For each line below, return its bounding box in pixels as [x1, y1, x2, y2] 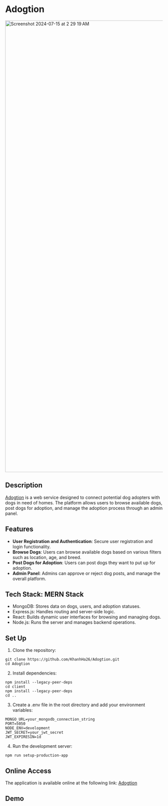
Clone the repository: [12, 647, 56, 653]
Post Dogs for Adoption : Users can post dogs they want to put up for [12, 560, 156, 566]
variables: [12, 707, 33, 713]
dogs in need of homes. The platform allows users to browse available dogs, [5, 499, 162, 505]
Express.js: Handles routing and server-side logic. [12, 609, 115, 615]
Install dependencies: [12, 670, 57, 676]
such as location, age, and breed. [12, 554, 81, 560]
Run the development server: [12, 743, 72, 749]
